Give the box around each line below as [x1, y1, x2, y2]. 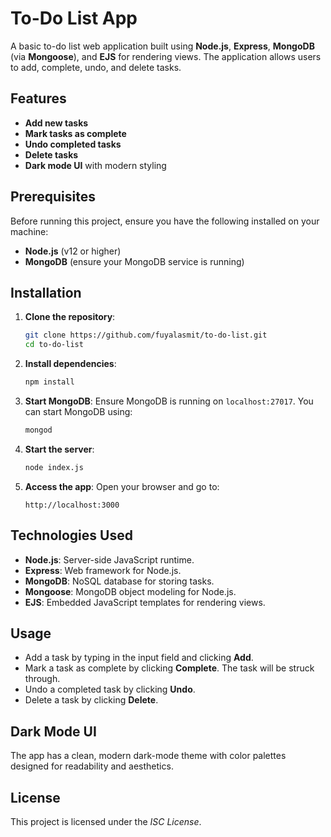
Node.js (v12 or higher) [24, 245, 122, 257]
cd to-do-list [24, 340, 84, 350]
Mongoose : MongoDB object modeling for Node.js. [24, 585, 237, 597]
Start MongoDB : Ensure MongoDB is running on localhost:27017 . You [24, 395, 314, 407]
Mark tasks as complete [24, 127, 127, 139]
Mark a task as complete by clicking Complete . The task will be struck [24, 662, 315, 674]
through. [24, 673, 61, 685]
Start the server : [24, 443, 95, 455]
